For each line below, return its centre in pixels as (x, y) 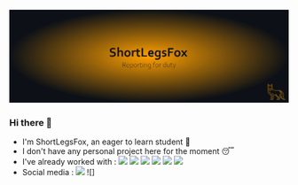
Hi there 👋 (31, 122)
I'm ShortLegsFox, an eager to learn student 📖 (106, 142)
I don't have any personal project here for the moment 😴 (128, 151)
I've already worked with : (69, 162)
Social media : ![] (59, 173)
